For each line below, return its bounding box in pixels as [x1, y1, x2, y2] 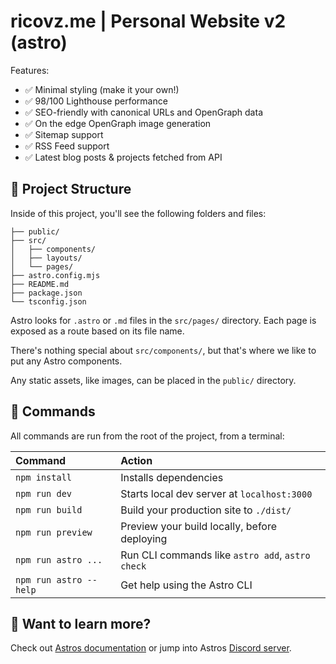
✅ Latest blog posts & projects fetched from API [24, 151, 223, 163]
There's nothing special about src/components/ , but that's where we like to [10, 344, 317, 356]
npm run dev [15, 488, 73, 499]
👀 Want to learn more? [10, 615, 152, 632]
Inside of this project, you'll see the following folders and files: [10, 207, 267, 219]
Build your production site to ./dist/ [120, 503, 292, 517]
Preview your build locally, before [120, 519, 278, 533]
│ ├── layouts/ [10, 253, 83, 263]
